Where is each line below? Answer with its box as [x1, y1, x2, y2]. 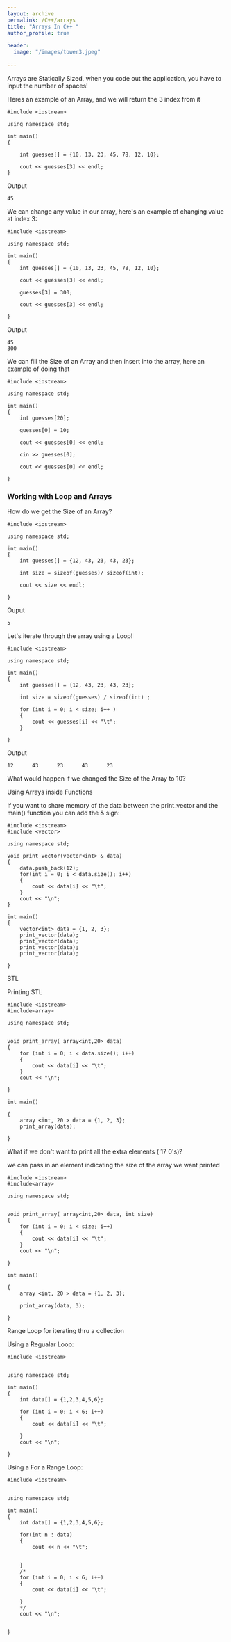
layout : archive [7, 10, 54, 17]
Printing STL [7, 988, 43, 996]
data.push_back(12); [19, 865, 79, 872]
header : [7, 42, 30, 49]
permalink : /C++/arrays [7, 17, 76, 24]
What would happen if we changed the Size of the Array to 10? [7, 774, 186, 783]
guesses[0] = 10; [19, 427, 70, 433]
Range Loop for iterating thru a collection [7, 1327, 125, 1335]
